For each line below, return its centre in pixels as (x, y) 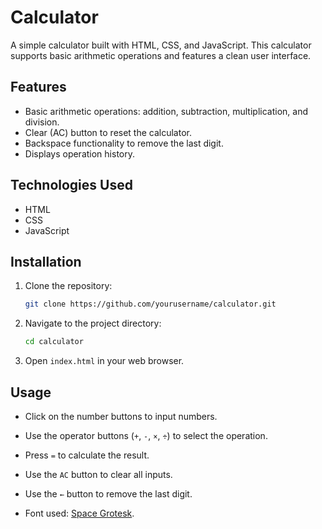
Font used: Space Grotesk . (79, 513)
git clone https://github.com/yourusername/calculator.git (150, 304)
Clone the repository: (68, 286)
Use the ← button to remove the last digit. (108, 493)
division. (42, 122)
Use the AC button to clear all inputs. (98, 474)
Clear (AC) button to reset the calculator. (108, 132)
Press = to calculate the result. (87, 455)
